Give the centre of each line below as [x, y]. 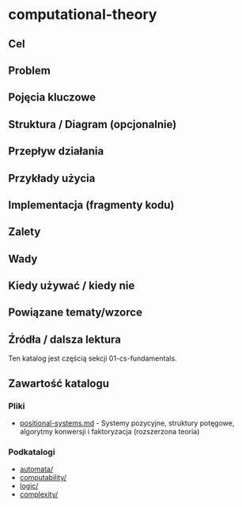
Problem [30, 70]
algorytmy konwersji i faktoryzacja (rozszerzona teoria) [110, 431]
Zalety [25, 232]
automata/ [36, 469]
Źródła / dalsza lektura [64, 339]
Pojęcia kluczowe [52, 98]
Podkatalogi [32, 452]
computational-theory [83, 15]
